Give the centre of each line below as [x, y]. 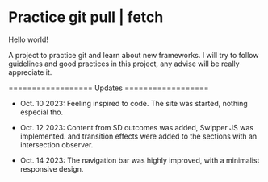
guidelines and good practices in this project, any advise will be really [124, 64]
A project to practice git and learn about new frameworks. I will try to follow [134, 55]
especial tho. [41, 112]
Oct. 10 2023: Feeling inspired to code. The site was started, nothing [134, 103]
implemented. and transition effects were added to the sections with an [138, 136]
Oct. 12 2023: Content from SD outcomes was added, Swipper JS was [137, 127]
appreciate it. [30, 72]
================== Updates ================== [109, 88]
